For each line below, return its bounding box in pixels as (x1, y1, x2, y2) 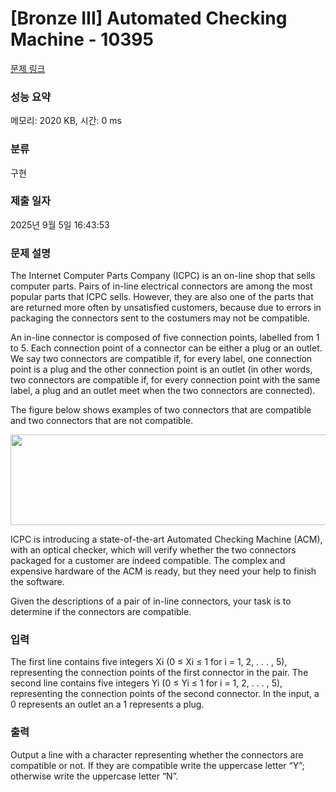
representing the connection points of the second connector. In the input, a (10, 688, 320, 700)
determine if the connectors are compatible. (10, 606, 192, 618)
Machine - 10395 (10, 28, 154, 51)
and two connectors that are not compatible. (10, 415, 194, 427)
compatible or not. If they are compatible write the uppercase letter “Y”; (10, 759, 305, 771)
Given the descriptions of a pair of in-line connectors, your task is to (10, 595, 292, 607)
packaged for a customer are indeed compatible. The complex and (10, 555, 286, 567)
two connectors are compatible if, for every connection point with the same (10, 374, 321, 386)
